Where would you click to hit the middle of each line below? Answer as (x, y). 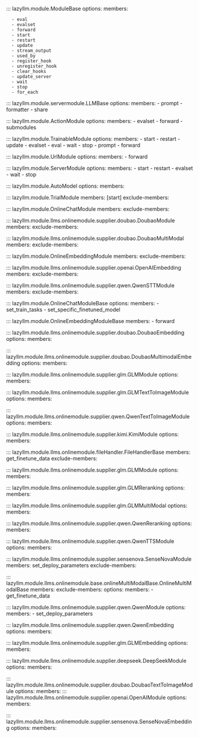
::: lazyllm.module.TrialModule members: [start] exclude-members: (88, 197)
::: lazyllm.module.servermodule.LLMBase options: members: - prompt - (94, 103)
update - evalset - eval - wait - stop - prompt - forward (73, 145)
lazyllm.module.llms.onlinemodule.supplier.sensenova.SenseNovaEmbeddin (99, 722)
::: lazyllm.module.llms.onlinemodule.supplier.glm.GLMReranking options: (96, 488)
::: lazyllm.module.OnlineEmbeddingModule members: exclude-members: (96, 256)
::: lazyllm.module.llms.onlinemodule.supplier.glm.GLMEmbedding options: (97, 643)
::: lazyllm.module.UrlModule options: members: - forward (77, 156)
